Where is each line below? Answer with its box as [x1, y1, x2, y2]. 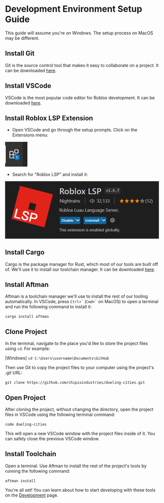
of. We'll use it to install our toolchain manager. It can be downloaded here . [5, 266, 155, 272]
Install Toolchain [5, 450, 57, 458]
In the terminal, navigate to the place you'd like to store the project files [5, 341, 148, 347]
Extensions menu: [12, 132, 48, 138]
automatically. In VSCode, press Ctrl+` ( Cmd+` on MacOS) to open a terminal [5, 299, 159, 305]
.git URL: [5, 370, 22, 376]
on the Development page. [5, 492, 59, 498]
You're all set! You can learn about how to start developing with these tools [5, 487, 156, 493]
